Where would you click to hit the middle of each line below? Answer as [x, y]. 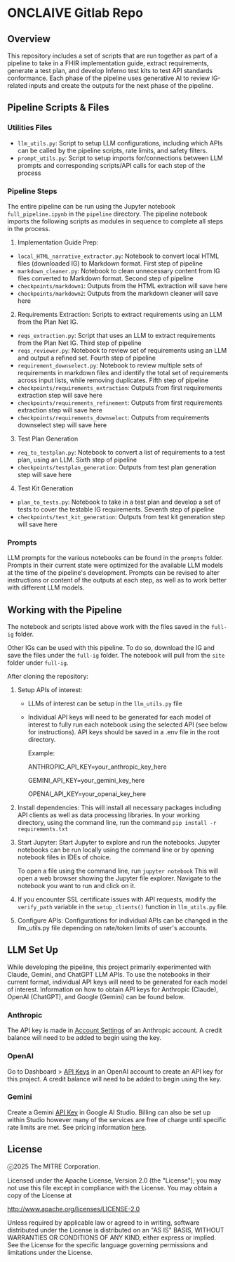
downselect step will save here [62, 425]
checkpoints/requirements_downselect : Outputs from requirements [113, 417]
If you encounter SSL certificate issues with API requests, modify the [117, 899]
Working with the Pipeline [65, 610]
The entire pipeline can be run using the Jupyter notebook [92, 206]
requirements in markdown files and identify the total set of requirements [123, 372]
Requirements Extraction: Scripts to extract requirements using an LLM [120, 314]
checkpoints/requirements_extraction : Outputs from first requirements [120, 387]
